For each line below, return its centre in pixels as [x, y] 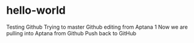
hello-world [36, 10]
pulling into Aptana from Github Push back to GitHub [71, 33]
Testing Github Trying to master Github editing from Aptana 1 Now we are [97, 27]
